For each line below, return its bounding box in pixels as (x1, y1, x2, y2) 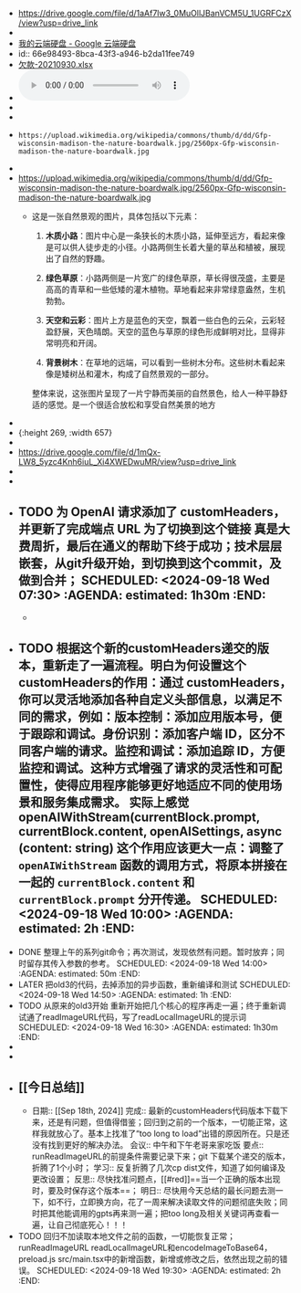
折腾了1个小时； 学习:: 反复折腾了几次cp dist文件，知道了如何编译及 (31, 1162, 285, 1173)
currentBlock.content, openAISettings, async (17, 824, 283, 839)
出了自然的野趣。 (45, 253, 110, 264)
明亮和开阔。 (53, 338, 102, 348)
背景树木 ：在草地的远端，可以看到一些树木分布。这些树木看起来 (45, 357, 285, 368)
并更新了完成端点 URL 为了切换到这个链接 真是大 (17, 521, 290, 537)
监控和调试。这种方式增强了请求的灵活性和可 (17, 761, 271, 776)
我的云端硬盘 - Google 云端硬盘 (17, 38, 137, 48)
